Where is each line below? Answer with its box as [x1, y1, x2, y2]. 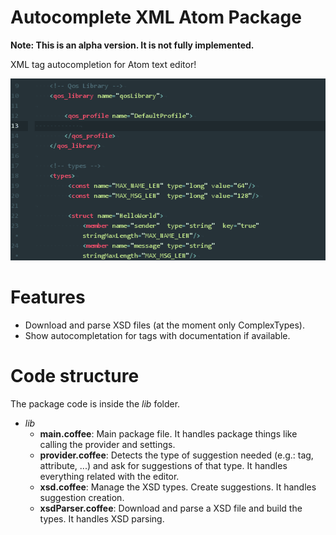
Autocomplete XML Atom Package [10, 6, 302, 29]
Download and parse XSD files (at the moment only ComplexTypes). [24, 319, 305, 331]
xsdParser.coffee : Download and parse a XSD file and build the [39, 502, 303, 514]
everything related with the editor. [39, 470, 180, 482]
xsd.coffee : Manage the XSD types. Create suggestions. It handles [39, 481, 317, 493]
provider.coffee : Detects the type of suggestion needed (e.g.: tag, [39, 449, 314, 461]
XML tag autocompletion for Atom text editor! [10, 58, 197, 70]
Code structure [10, 365, 140, 388]
